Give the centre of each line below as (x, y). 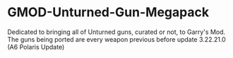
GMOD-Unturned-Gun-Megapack (108, 12)
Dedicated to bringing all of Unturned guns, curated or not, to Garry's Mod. (116, 32)
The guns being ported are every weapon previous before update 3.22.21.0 (116, 39)
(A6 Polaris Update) (36, 47)
